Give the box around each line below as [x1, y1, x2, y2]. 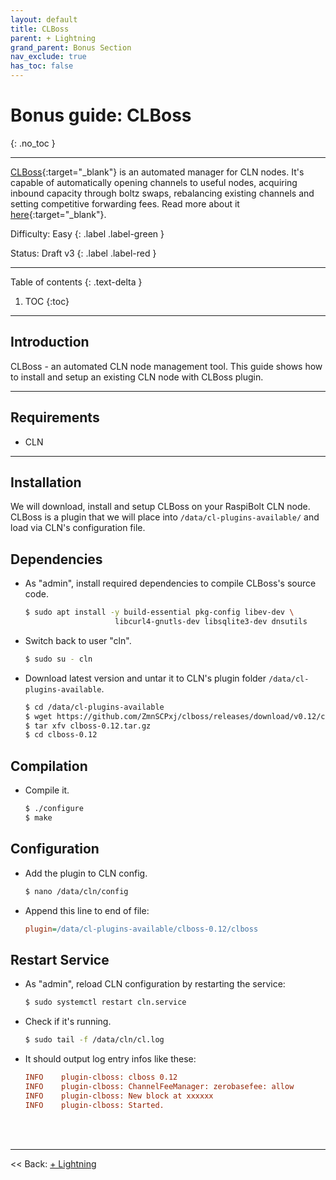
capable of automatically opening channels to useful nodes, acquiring [10, 176, 298, 188]
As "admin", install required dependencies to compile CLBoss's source [24, 577, 317, 590]
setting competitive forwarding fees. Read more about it [10, 197, 240, 210]
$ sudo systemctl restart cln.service [24, 997, 187, 1008]
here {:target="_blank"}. [10, 208, 107, 220]
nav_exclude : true [10, 52, 87, 62]
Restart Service [10, 951, 110, 968]
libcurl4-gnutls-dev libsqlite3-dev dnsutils [114, 617, 308, 627]
